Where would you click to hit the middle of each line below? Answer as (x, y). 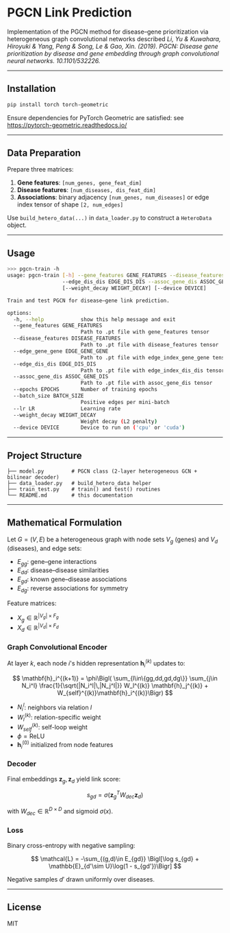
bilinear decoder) (33, 477)
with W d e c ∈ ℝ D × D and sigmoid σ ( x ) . (60, 811)
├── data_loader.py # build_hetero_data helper (79, 484)
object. (17, 225)
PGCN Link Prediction (69, 13)
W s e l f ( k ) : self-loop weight (52, 727)
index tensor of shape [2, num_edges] (70, 204)
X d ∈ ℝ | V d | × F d (38, 628)
